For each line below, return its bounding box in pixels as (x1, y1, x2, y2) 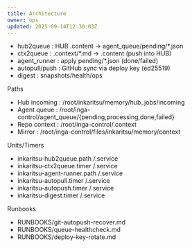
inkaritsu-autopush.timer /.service (17, 184, 114, 193)
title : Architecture (7, 10, 67, 17)
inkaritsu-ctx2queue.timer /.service (17, 162, 118, 170)
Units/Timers (7, 141, 44, 150)
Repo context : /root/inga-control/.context (17, 121, 137, 129)
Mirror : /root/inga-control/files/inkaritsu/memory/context (17, 127, 181, 136)
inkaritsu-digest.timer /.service (17, 191, 105, 200)
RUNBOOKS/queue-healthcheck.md (17, 226, 121, 234)
